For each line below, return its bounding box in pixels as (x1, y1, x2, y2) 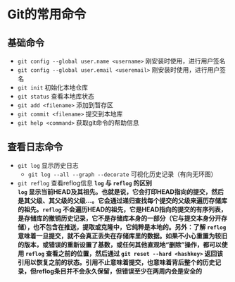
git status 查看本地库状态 (17, 92, 95, 100)
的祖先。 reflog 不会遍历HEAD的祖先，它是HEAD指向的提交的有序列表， (17, 205, 227, 214)
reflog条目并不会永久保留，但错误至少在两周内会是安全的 (36, 266, 203, 275)
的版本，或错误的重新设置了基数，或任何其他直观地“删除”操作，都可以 (17, 240, 222, 249)
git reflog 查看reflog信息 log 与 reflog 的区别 (17, 178, 153, 187)
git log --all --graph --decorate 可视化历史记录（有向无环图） (27, 170, 217, 178)
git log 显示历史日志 (17, 161, 79, 169)
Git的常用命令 (7, 6, 87, 23)
